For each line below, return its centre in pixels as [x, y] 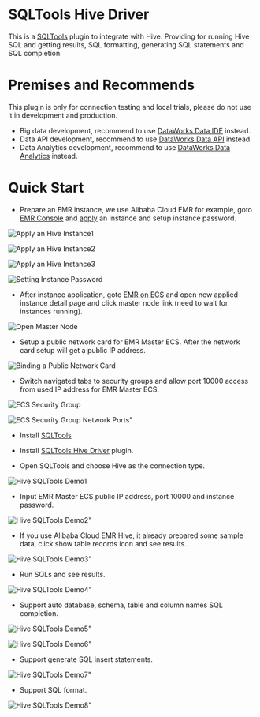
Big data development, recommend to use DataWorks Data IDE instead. [135, 130]
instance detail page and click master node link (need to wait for [124, 302]
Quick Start [46, 188]
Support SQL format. [53, 689]
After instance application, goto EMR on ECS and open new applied [129, 295]
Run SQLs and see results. [62, 574]
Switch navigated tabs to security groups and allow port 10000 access [134, 381]
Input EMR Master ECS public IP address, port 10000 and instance [127, 496]
